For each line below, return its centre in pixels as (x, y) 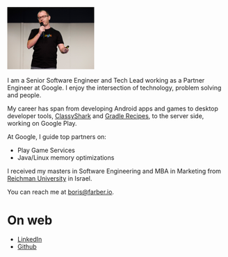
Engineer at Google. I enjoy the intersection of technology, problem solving (114, 88)
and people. (24, 95)
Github (27, 247)
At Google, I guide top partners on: (57, 137)
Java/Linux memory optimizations (66, 158)
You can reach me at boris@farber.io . (61, 192)
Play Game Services (46, 150)
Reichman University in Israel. (50, 179)
